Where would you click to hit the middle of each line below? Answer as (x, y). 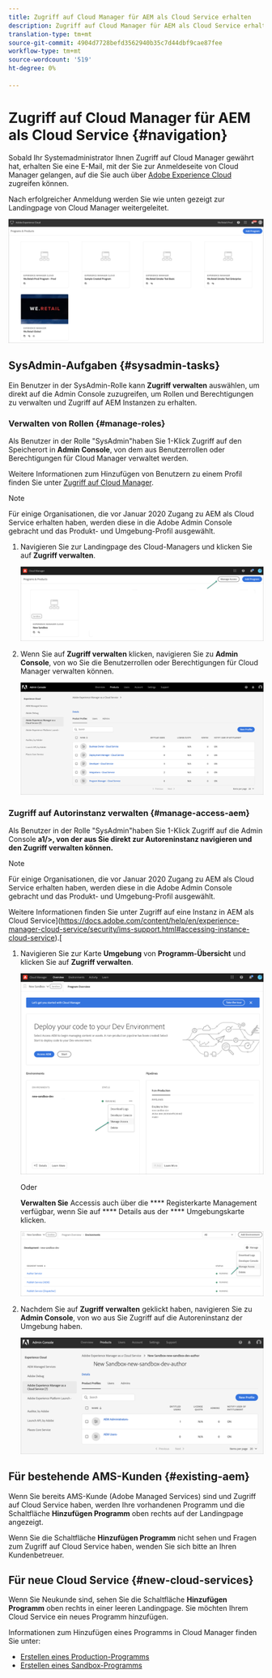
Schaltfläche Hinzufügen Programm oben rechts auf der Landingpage (126, 1513)
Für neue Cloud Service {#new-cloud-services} (131, 1580)
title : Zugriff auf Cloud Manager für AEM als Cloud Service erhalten (130, 17)
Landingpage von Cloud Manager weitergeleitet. (89, 207)
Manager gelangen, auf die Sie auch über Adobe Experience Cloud (120, 175)
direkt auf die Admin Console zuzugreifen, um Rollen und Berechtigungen (131, 393)
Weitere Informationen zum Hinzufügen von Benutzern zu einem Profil (125, 474)
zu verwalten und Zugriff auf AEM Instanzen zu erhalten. (103, 402)
